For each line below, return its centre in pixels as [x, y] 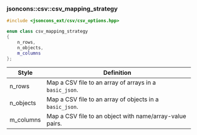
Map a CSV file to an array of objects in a [103, 99]
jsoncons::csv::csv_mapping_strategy [62, 9]
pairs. [54, 123]
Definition [117, 73]
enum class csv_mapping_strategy [47, 32]
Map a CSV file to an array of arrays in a [101, 82]
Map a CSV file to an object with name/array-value [116, 116]
